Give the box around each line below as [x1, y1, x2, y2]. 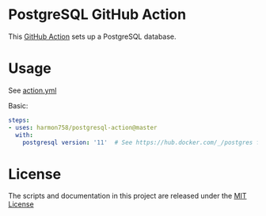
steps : [8, 116, 30, 124]
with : [15, 131, 34, 139]
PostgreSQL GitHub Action [8, 6, 187, 24]
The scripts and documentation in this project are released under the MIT [8, 191, 247, 201]
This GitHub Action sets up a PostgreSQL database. [8, 32, 177, 41]
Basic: [8, 100, 28, 110]
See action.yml [8, 85, 57, 95]
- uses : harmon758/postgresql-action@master [8, 123, 158, 131]
